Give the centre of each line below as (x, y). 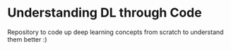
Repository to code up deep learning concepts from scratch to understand (115, 32)
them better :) (27, 39)
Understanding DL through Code (105, 13)
